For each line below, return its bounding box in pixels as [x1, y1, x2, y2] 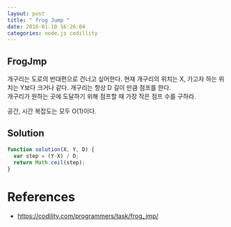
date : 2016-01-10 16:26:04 [7, 23, 86, 30]
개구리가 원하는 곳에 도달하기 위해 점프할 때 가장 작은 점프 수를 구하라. [7, 92, 196, 101]
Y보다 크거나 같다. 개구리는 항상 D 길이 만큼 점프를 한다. [19, 84, 172, 92]
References [7, 189, 75, 205]
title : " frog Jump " [7, 17, 70, 24]
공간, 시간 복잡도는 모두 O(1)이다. [7, 107, 97, 116]
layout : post [7, 10, 45, 17]
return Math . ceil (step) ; [13, 159, 86, 166]
